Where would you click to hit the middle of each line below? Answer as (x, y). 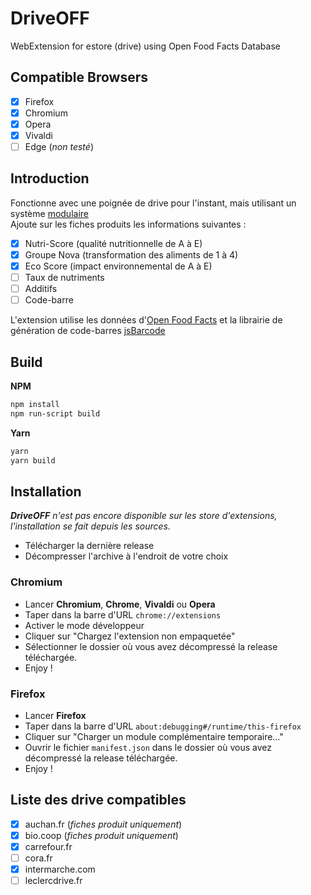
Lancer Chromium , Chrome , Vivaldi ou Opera (120, 604)
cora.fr (38, 858)
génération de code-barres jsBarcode (88, 331)
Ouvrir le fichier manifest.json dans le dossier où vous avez (148, 747)
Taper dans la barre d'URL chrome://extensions (123, 614)
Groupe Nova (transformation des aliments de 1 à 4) (131, 254)
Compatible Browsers (79, 77)
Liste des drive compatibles (98, 800)
